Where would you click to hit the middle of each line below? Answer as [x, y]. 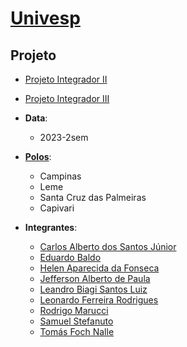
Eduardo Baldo [70, 257]
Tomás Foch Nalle [77, 331]
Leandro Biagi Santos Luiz [93, 289]
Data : [36, 118]
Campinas [60, 176]
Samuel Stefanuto [76, 321]
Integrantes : [51, 227]
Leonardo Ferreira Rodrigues [99, 300]
